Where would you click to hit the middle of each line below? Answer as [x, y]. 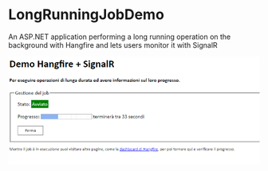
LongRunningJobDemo [87, 15]
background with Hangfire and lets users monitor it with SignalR [113, 45]
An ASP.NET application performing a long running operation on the [120, 37]
